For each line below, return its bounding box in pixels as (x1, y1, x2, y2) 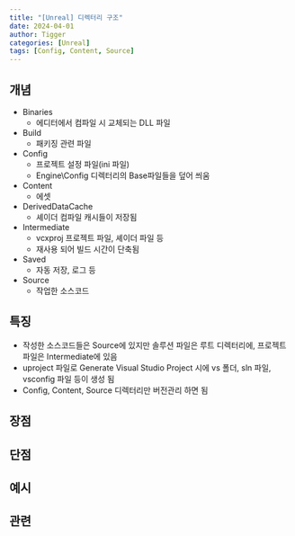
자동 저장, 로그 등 (35, 264, 96, 275)
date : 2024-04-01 (9, 22, 75, 31)
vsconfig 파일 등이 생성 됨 (22, 373, 115, 384)
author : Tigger (9, 30, 67, 39)
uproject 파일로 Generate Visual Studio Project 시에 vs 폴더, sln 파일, (22, 362, 272, 373)
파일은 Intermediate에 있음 (22, 351, 118, 362)
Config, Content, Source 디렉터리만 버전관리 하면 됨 (22, 384, 209, 396)
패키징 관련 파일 (35, 138, 92, 148)
